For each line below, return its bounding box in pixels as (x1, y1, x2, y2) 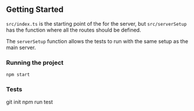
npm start (6, 72, 30, 78)
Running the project (6, 58, 64, 67)
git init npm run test (6, 99, 53, 106)
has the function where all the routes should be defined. (6, 26, 142, 33)
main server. (6, 44, 36, 51)
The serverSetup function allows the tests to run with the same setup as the (6, 37, 189, 44)
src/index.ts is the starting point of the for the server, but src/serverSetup (6, 20, 187, 27)
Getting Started (6, 5, 64, 15)
